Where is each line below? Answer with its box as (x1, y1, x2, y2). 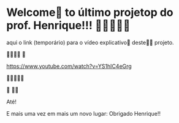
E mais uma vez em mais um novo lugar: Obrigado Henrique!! (6, 110, 161, 117)
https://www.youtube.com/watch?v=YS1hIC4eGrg (6, 62, 132, 70)
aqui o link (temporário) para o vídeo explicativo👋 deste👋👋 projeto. (6, 39, 174, 46)
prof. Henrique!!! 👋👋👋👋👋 (6, 18, 131, 32)
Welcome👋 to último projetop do (6, 6, 173, 20)
